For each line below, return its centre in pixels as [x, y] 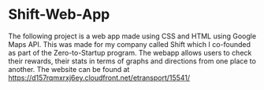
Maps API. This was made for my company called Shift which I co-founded [129, 44]
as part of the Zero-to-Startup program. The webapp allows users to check [130, 52]
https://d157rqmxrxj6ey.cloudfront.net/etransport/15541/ [99, 77]
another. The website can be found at [69, 69]
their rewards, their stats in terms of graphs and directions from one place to [132, 61]
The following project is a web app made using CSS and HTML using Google [132, 36]
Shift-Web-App [59, 14]
